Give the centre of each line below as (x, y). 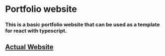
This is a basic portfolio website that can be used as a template (82, 25)
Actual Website (29, 47)
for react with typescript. (36, 31)
